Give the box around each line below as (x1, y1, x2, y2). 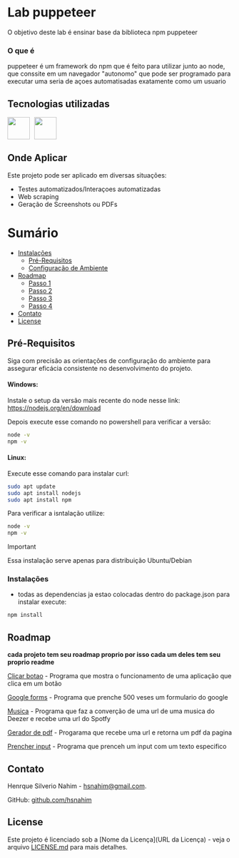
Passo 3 (28, 294, 53, 302)
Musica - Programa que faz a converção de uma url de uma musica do (7, 707, 215, 715)
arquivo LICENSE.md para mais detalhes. (7, 842, 128, 851)
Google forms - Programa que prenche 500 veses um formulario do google (7, 693, 228, 702)
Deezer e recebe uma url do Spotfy (7, 715, 111, 723)
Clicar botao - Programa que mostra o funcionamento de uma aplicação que (7, 672, 232, 680)
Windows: (7, 380, 39, 389)
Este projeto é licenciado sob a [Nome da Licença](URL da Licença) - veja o (7, 835, 230, 844)
